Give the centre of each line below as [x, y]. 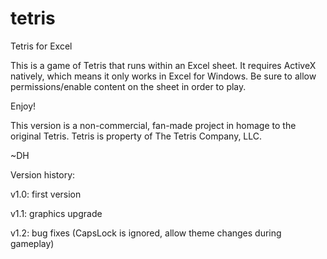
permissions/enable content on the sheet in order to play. [128, 86]
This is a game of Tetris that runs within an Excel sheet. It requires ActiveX [163, 65]
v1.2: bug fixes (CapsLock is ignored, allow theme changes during [146, 233]
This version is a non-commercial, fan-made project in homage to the [153, 125]
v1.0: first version [46, 194]
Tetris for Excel [41, 46]
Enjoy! [23, 106]
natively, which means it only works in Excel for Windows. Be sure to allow [163, 76]
